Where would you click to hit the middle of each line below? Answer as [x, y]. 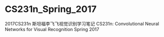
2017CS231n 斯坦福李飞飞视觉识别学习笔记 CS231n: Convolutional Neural [82, 23]
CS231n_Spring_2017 [51, 9]
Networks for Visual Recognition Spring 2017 [52, 29]
